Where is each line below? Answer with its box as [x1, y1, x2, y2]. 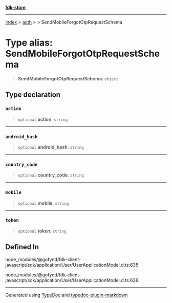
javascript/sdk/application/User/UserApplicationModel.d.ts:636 [5, 277, 139, 283]
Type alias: [5, 37, 53, 49]
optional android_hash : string [17, 144, 84, 150]
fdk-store [5, 5, 26, 10]
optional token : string [17, 228, 67, 234]
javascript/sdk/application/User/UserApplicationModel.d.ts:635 [5, 262, 139, 268]
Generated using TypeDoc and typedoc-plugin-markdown [5, 292, 128, 298]
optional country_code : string [17, 172, 84, 178]
